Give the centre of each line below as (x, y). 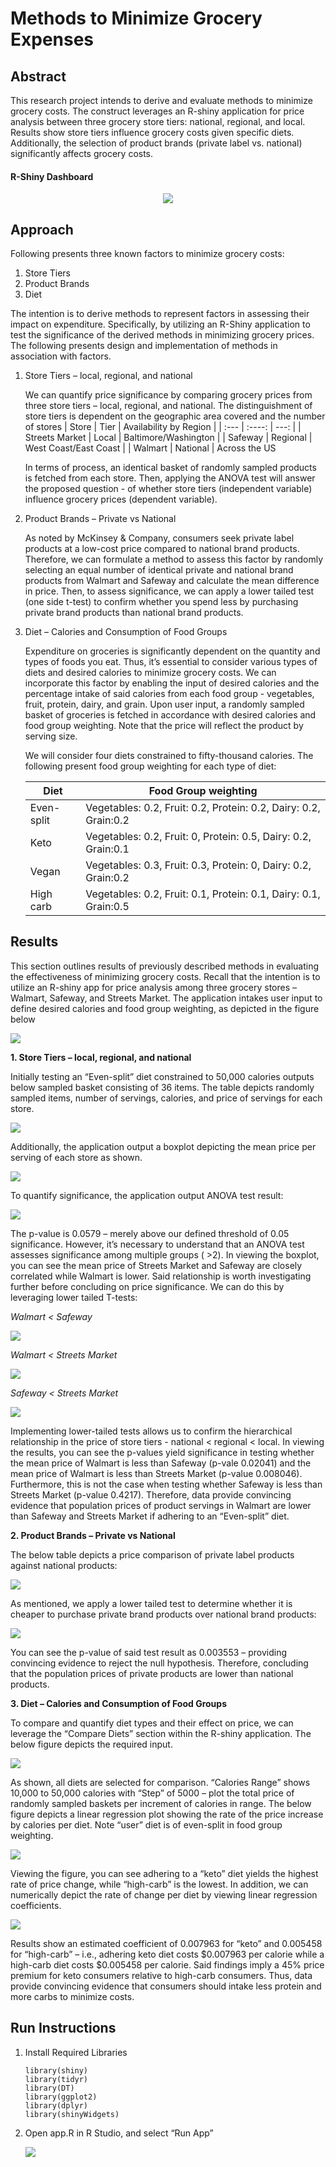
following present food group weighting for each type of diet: (150, 766)
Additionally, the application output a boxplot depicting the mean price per (163, 1146)
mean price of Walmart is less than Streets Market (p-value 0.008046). (156, 1473)
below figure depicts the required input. (91, 1744)
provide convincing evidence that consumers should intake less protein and (166, 1986)
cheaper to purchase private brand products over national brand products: (163, 1614)
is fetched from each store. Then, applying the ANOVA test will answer (170, 478)
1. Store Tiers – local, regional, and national (101, 1057)
